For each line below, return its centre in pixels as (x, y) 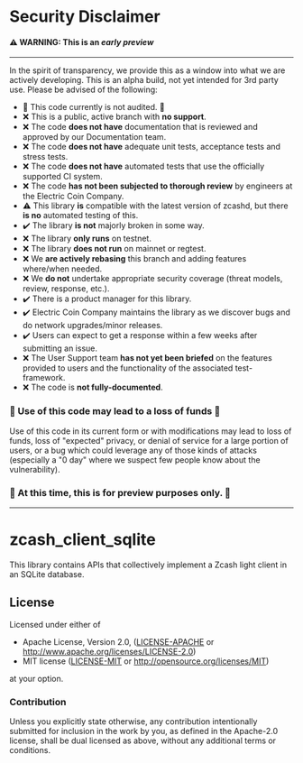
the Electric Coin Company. (73, 197)
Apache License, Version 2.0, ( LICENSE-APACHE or (118, 641)
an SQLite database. (47, 574)
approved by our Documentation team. (94, 137)
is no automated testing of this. (80, 216)
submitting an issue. (60, 348)
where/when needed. (62, 269)
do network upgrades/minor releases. (92, 326)
